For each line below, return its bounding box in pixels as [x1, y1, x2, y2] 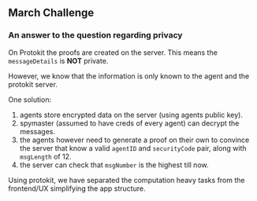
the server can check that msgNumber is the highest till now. [19, 160, 209, 170]
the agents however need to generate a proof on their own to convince [19, 135, 250, 144]
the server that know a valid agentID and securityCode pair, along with [19, 143, 247, 152]
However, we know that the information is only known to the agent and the [8, 71, 250, 81]
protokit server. [8, 79, 58, 89]
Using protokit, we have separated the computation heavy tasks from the [8, 175, 245, 185]
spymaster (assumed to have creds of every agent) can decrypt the [19, 118, 240, 128]
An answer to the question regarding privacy [8, 30, 183, 41]
